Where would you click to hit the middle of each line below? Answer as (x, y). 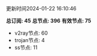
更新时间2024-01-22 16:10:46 (41, 8)
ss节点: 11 (26, 47)
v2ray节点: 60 (31, 33)
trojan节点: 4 (30, 40)
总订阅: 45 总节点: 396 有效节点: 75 (48, 21)
